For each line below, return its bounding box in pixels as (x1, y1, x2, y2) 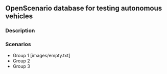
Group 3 (12, 63, 31, 69)
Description (5, 27, 35, 34)
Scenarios (5, 41, 32, 48)
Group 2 (12, 58, 31, 64)
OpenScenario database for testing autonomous (5, 4, 162, 13)
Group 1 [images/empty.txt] (12, 52, 70, 58)
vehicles (5, 12, 33, 21)
